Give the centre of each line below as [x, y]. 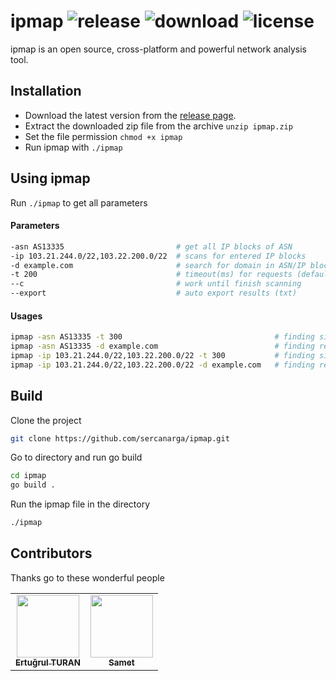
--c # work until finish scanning [156, 284]
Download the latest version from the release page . [130, 115]
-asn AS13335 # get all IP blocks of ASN [151, 246]
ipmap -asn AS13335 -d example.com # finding [162, 346]
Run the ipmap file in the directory [80, 504]
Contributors [51, 553]
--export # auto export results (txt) [154, 293]
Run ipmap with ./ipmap [73, 147]
